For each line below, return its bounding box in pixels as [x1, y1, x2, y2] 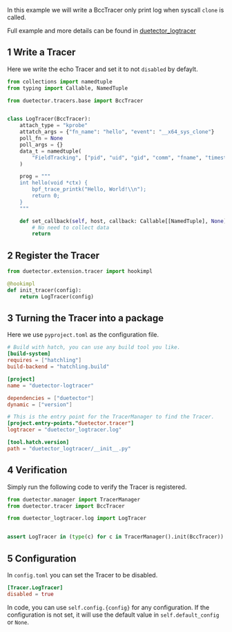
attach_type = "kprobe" [19, 122, 88, 129]
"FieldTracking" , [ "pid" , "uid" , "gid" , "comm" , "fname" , [32, 154, 202, 161]
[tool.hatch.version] [7, 439, 70, 446]
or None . [7, 617, 30, 626]
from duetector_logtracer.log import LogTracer [7, 515, 147, 522]
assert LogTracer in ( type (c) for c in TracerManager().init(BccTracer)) [7, 533, 224, 541]
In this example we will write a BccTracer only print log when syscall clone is [7, 6, 224, 14]
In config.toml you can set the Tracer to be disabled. [7, 571, 158, 579]
